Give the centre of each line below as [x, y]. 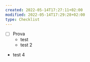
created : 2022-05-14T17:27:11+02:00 [44, 10]
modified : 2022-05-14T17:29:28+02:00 [45, 15]
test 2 [26, 45]
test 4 [19, 55]
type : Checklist [22, 19]
